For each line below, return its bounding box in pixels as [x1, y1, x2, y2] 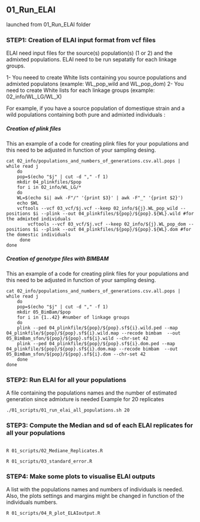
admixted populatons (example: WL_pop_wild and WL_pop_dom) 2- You [6, 81, 184, 88]
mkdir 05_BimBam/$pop [17, 309, 71, 315]
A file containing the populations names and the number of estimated [6, 389, 177, 396]
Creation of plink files [6, 124, 62, 132]
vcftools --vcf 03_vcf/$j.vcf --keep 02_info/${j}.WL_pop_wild [17, 206, 178, 212]
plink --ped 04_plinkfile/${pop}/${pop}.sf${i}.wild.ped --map [17, 325, 178, 331]
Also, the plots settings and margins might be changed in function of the [6, 492, 184, 499]
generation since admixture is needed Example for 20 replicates [6, 396, 165, 403]
